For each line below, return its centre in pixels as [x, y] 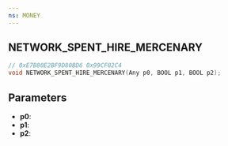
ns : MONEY [25, 15]
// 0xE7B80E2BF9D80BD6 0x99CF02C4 [65, 66]
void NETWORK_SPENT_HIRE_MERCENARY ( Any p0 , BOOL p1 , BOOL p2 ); [115, 73]
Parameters [38, 97]
